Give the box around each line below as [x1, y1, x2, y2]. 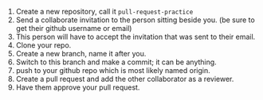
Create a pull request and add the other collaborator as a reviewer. [15, 75, 234, 83]
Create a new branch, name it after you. [15, 49, 147, 58]
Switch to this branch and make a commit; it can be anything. [15, 57, 217, 67]
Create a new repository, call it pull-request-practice [15, 7, 194, 16]
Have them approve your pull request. [15, 83, 140, 92]
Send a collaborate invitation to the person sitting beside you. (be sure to [15, 15, 255, 25]
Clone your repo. [15, 40, 72, 50]
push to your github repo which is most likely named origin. [15, 66, 210, 75]
